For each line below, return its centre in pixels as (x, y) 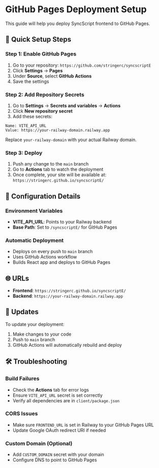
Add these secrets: (32, 116)
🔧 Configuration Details (43, 196)
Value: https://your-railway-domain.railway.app (58, 130)
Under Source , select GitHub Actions (52, 76)
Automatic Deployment (35, 240)
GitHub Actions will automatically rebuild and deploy (67, 345)
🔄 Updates (22, 312)
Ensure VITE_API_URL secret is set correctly (58, 395)
